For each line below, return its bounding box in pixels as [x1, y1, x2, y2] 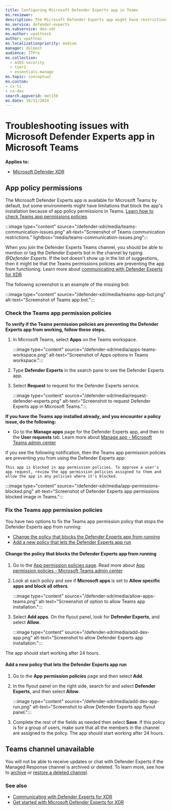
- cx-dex [5, 88, 24, 94]
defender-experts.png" [12, 398, 62, 404]
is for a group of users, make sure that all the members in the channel [12, 724, 160, 731]
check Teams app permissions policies [5, 214, 88, 219]
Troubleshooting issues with [5, 120, 129, 132]
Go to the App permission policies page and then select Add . [12, 673, 144, 679]
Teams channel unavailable [5, 745, 95, 754]
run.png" [12, 704, 32, 710]
